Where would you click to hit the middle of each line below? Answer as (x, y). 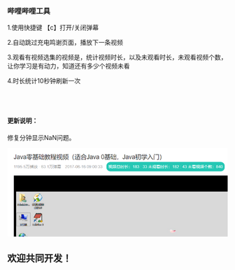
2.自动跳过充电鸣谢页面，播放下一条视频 (65, 43)
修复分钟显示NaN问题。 (41, 137)
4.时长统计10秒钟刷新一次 (44, 81)
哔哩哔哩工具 (29, 10)
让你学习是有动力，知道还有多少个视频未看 (69, 66)
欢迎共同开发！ (40, 258)
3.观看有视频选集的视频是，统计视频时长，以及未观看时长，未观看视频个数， (117, 57)
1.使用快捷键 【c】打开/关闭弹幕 (53, 28)
